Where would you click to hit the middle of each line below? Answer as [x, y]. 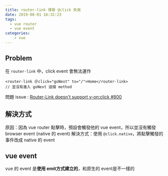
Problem [19, 58]
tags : [11, 19]
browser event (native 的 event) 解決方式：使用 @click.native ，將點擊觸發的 [84, 133]
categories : [18, 33]
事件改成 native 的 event [30, 140]
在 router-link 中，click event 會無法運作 [48, 71]
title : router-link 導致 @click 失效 [43, 10]
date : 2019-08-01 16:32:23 [33, 15]
